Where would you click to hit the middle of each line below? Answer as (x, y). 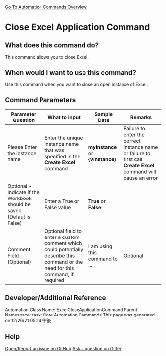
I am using (100, 246)
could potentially (63, 249)
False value (58, 207)
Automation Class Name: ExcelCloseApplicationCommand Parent (71, 310)
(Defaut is (19, 217)
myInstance (103, 147)
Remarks (141, 117)
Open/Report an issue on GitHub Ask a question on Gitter (63, 349)
